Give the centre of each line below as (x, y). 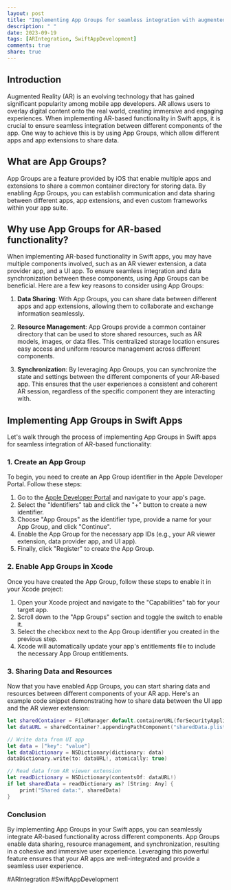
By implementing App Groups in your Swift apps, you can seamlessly (105, 829)
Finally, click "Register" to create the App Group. (86, 549)
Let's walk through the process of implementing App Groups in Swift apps (112, 437)
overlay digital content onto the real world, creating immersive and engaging (115, 111)
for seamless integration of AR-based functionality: (80, 444)
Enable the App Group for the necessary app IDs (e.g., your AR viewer (116, 534)
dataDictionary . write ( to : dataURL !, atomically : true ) (87, 759)
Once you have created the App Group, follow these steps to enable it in (109, 581)
